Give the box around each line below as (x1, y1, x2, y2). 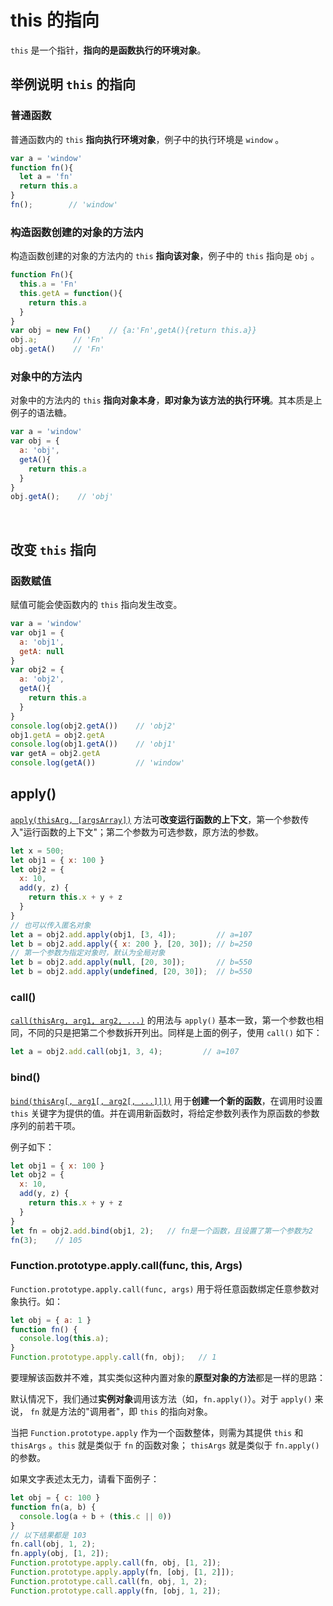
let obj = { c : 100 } (10, 1493, 101, 1503)
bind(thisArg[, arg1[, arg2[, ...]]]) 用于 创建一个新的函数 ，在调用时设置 (10, 1094, 323, 1106)
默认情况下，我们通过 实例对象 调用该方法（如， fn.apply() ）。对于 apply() (10, 1393, 313, 1405)
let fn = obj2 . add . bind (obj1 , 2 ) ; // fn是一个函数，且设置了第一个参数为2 (10, 1226, 313, 1236)
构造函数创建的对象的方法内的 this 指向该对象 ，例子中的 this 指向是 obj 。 (10, 250, 320, 262)
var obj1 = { (10, 627, 65, 638)
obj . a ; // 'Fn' (10, 335, 105, 345)
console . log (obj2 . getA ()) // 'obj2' (10, 721, 177, 731)
